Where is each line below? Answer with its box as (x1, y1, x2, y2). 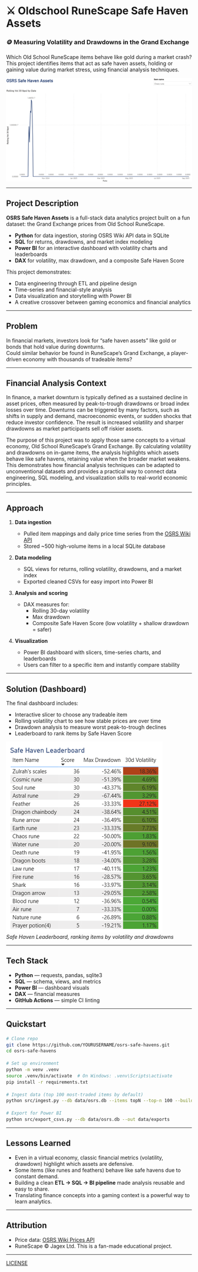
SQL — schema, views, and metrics (14, 978, 101, 985)
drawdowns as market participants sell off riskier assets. (6, 425, 143, 432)
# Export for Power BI (6, 1110, 62, 1116)
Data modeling (14, 554, 52, 561)
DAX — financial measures (14, 990, 81, 997)
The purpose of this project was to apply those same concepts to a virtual (6, 436, 186, 443)
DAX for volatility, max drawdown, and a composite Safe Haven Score (14, 257, 184, 264)
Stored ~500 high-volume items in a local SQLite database (23, 543, 166, 550)
